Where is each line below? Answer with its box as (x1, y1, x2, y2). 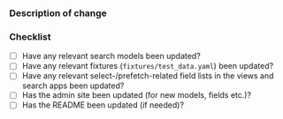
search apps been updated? (21, 80, 125, 91)
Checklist (9, 30, 51, 42)
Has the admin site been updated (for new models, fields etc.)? (21, 90, 252, 100)
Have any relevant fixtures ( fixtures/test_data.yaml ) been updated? (21, 61, 274, 71)
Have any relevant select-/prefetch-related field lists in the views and (21, 71, 274, 81)
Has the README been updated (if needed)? (21, 100, 184, 110)
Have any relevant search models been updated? (21, 51, 201, 62)
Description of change (9, 7, 108, 19)
